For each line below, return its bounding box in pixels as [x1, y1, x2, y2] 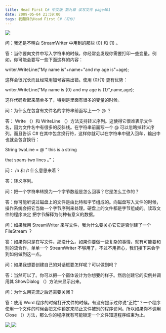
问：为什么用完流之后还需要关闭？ [5, 289, 75, 295]
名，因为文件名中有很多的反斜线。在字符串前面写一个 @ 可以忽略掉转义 [5, 125, 151, 131]
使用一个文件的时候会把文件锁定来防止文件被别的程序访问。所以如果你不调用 [5, 306, 161, 312]
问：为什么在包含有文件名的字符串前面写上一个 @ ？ [5, 108, 112, 114]
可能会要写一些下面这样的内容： [18, 57, 83, 63]
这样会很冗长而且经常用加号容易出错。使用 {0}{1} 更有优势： [5, 77, 128, 83]
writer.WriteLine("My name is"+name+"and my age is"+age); [5, 67, 129, 72]
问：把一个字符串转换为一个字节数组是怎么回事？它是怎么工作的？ [5, 189, 139, 195]
